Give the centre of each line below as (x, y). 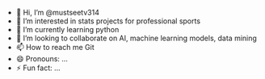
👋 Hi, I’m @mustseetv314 (57, 12)
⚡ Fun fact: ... (38, 68)
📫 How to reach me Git (55, 47)
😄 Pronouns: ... (42, 59)
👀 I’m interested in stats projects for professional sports (108, 21)
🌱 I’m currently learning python (67, 29)
